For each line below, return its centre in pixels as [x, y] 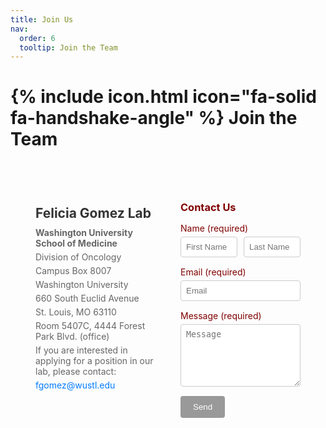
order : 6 [37, 38]
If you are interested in [81, 350]
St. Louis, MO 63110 [76, 312]
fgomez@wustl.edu [75, 385]
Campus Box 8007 [73, 270]
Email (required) [213, 272]
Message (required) [221, 316]
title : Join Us [42, 19]
